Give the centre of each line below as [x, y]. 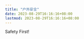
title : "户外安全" [22, 9]
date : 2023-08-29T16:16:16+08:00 [39, 14]
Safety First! [17, 32]
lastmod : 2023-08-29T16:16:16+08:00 [42, 18]
